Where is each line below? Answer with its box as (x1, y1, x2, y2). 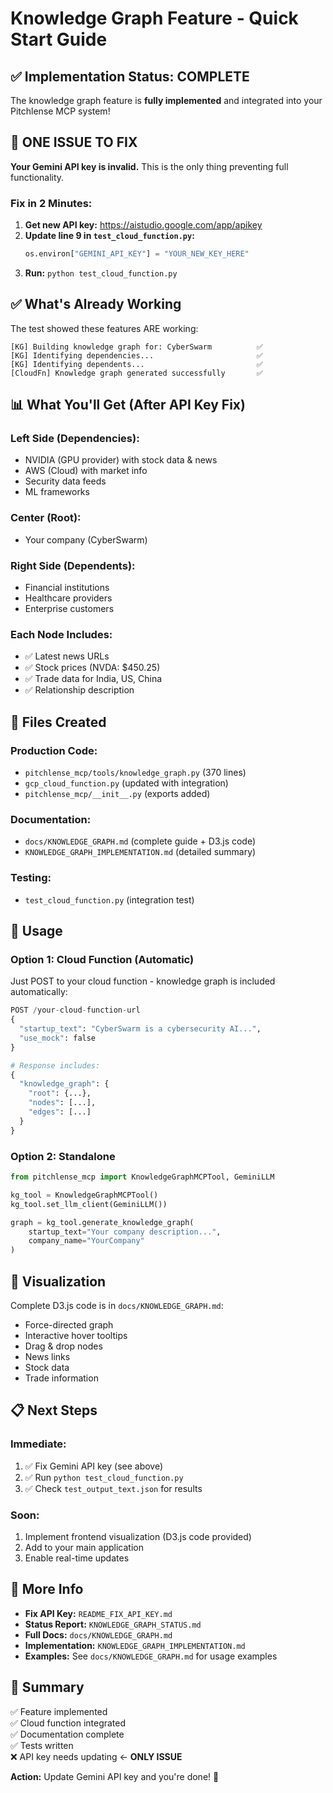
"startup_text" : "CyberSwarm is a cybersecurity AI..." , (19, 1024, 262, 1034)
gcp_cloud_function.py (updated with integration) (24, 777, 229, 789)
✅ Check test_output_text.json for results (24, 1482, 203, 1494)
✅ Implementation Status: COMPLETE (10, 68, 250, 85)
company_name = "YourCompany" (28, 1236, 145, 1246)
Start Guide (10, 28, 108, 51)
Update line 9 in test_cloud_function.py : (24, 230, 195, 242)
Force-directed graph (24, 1318, 114, 1331)
